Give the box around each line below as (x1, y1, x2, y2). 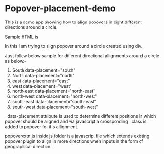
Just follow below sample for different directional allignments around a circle (5, 52, 160, 59)
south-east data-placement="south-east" (12, 98, 96, 104)
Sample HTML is (5, 34, 38, 40)
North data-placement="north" (12, 72, 75, 78)
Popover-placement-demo (5, 3, 116, 14)
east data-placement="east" (12, 78, 70, 84)
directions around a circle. (5, 24, 58, 30)
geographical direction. (5, 143, 52, 149)
